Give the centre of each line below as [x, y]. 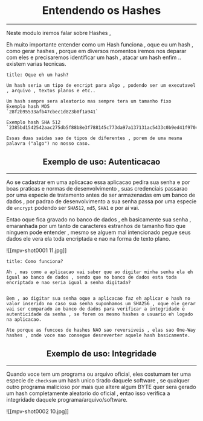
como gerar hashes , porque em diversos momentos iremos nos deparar [96, 51]
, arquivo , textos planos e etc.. [51, 90]
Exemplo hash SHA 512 [34, 122]
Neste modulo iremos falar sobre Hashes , [59, 33]
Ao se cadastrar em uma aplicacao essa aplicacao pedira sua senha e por [98, 182]
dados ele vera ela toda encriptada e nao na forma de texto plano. [88, 238]
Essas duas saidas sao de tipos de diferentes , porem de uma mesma [94, 138]
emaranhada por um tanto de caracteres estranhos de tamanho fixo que [96, 226]
